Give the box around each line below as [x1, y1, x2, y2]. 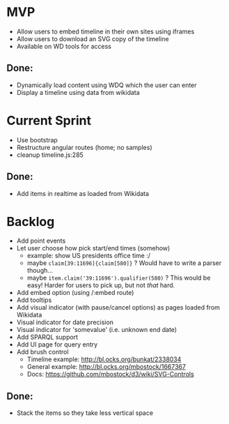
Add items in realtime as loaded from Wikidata [16, 189, 150, 197]
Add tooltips [16, 296, 52, 304]
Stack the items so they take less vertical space [16, 409, 154, 417]
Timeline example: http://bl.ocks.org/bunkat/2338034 [26, 355, 182, 363]
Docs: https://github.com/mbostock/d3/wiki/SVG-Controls [26, 370, 194, 379]
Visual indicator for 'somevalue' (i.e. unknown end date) [16, 326, 177, 334]
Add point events [16, 236, 66, 245]
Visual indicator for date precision [16, 318, 114, 326]
